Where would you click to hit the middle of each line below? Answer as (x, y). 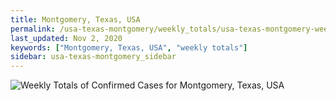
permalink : (33, 29)
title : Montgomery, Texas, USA (75, 19)
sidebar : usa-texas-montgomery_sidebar (93, 57)
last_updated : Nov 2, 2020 (66, 38)
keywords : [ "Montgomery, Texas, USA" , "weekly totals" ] (129, 47)
